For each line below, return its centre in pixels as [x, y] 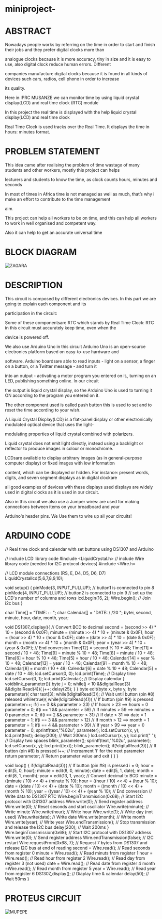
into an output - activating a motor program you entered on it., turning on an [81, 376]
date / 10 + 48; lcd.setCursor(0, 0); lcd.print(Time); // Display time [71, 673]
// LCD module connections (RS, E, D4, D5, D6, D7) [56, 573]
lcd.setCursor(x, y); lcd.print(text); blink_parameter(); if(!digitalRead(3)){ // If [81, 745]
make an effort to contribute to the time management [58, 199]
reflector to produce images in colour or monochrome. [59, 448]
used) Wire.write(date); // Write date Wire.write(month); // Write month [75, 817]
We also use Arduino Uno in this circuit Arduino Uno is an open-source [75, 346]
